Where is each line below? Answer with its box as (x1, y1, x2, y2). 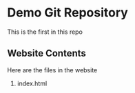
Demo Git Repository (7, 5, 129, 21)
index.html (17, 79, 48, 87)
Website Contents (7, 48, 86, 59)
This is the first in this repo (7, 28, 83, 36)
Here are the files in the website (7, 65, 98, 74)
